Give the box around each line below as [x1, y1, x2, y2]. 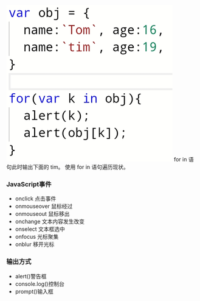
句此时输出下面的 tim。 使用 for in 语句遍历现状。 [6, 163, 129, 171]
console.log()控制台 [15, 280, 65, 288]
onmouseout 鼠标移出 [15, 210, 70, 218]
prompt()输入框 [15, 288, 53, 295]
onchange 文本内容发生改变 [15, 218, 85, 225]
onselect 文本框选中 [15, 225, 66, 233]
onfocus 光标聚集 [15, 233, 59, 241]
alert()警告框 [15, 272, 47, 280]
